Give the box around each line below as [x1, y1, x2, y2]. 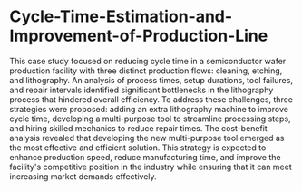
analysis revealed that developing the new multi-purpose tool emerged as [9, 132, 285, 143]
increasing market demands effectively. [9, 170, 157, 182]
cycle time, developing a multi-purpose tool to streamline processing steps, [9, 113, 292, 124]
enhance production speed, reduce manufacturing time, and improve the [9, 151, 281, 162]
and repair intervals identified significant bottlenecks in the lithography [9, 84, 274, 95]
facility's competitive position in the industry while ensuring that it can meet [9, 161, 292, 172]
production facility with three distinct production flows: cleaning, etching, [9, 65, 283, 76]
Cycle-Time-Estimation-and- [9, 6, 233, 27]
